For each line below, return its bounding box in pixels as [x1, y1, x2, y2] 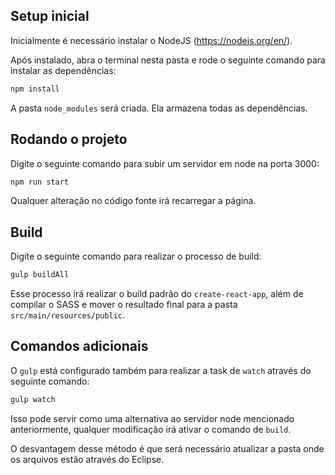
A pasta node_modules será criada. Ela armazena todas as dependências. [10, 102, 308, 114]
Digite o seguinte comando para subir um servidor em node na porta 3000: [10, 157, 320, 169]
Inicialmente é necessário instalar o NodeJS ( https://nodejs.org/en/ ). [10, 34, 293, 46]
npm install [10, 84, 60, 94]
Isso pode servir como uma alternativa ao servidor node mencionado [10, 412, 295, 424]
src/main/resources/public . [10, 309, 126, 321]
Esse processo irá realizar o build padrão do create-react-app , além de [10, 288, 304, 300]
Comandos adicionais [10, 338, 149, 355]
